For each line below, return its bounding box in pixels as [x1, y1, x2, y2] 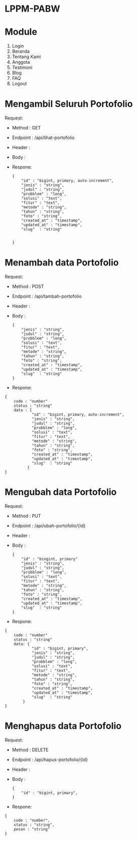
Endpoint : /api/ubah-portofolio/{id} [12, 522, 86, 528]
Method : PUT [12, 513, 41, 519]
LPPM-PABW [5, 3, 60, 15]
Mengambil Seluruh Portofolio [5, 98, 133, 110]
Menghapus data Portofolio [5, 720, 122, 732]
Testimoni [12, 64, 33, 71]
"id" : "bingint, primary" [21, 556, 78, 561]
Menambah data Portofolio [5, 257, 119, 269]
